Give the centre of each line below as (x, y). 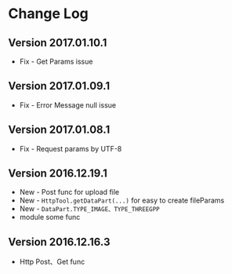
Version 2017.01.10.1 (58, 43)
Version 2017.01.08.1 (59, 130)
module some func (50, 217)
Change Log (48, 14)
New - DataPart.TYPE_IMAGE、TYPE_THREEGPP (90, 209)
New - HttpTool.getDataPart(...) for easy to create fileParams (122, 200)
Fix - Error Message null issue (67, 105)
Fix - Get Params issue (56, 61)
